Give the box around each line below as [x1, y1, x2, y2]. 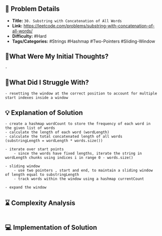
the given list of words [5, 126, 55, 131]
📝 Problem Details [5, 5, 60, 13]
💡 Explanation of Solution [5, 109, 83, 117]
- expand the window [5, 185, 47, 190]
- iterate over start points [5, 147, 64, 152]
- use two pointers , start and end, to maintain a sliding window [14, 168, 153, 173]
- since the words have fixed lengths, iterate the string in [14, 151, 142, 156]
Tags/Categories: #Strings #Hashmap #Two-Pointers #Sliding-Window [12, 38, 155, 44]
